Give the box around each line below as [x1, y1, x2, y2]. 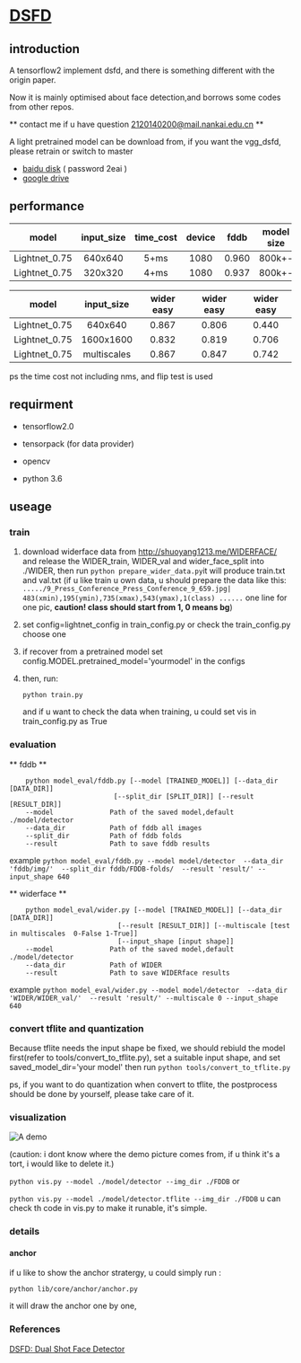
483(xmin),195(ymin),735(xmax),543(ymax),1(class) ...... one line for [21, 592, 288, 603]
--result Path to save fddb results [25, 839, 211, 848]
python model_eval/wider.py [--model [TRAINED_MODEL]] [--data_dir [25, 905, 282, 915]
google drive [21, 173, 70, 183]
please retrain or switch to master [9, 146, 133, 156]
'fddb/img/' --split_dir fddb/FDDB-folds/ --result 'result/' [9, 864, 254, 873]
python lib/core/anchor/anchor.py [9, 1285, 139, 1294]
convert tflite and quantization [9, 1022, 144, 1034]
